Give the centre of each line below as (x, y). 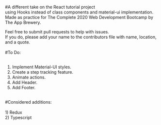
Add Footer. (24, 87)
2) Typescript (18, 117)
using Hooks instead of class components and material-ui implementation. (79, 12)
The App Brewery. (23, 22)
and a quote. (18, 42)
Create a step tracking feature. (43, 72)
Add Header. (25, 82)
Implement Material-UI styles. (42, 67)
